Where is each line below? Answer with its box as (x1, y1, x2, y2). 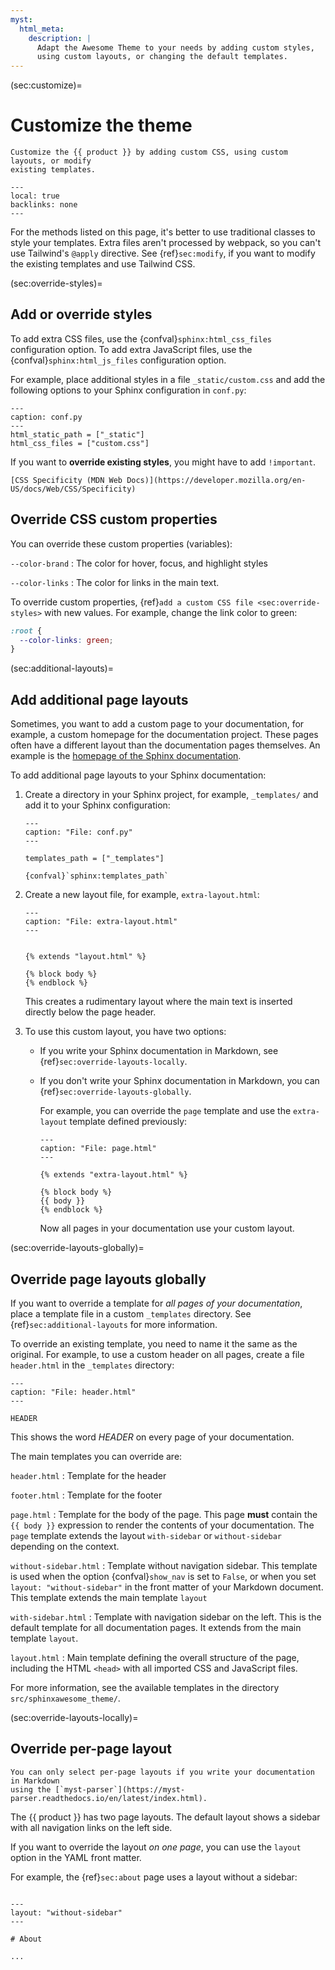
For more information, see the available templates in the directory (10, 1681, 280, 1693)
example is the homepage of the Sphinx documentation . (10, 750, 242, 762)
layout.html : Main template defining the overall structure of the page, (10, 1651, 300, 1663)
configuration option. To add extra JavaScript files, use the (10, 343, 253, 355)
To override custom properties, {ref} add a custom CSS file (10, 596, 254, 608)
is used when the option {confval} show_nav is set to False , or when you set (10, 1570, 317, 1582)
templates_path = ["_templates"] (24, 854, 165, 864)
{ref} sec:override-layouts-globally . (39, 1086, 192, 1098)
